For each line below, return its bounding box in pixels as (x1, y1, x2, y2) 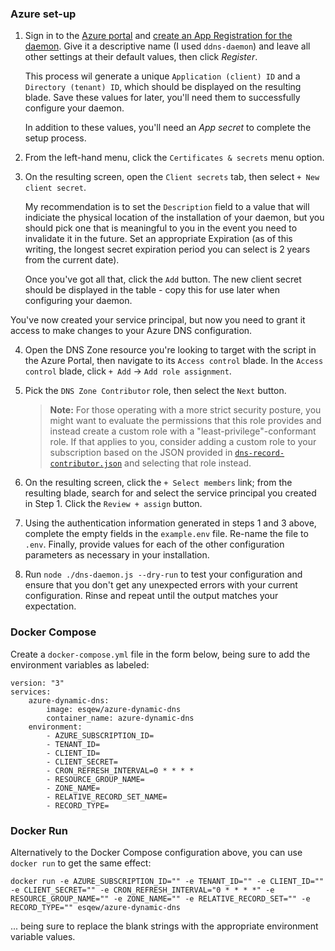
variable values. (10, 930, 76, 942)
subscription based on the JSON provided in (49, 447, 233, 459)
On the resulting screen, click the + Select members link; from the (24, 477, 293, 489)
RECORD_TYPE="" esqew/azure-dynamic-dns (10, 902, 182, 912)
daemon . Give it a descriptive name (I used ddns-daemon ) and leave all (24, 40, 311, 52)
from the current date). (24, 254, 120, 266)
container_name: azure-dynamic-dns (46, 713, 195, 723)
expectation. (24, 600, 77, 612)
